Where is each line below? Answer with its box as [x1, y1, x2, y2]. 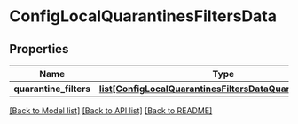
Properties [9, 42, 69, 57]
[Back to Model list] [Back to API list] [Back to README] [9, 105, 213, 116]
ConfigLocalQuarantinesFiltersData [9, 6, 278, 27]
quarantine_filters [13, 82, 91, 95]
